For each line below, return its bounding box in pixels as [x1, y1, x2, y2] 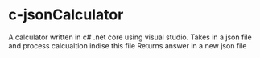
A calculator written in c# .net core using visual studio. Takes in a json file [8, 32, 252, 42]
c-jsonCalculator [8, 6, 124, 24]
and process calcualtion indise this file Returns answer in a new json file [8, 40, 247, 50]
